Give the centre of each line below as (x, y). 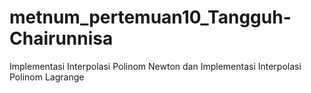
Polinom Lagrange (47, 77)
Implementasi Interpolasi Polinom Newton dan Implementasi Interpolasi (155, 66)
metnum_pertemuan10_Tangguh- (150, 17)
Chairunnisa (61, 38)
